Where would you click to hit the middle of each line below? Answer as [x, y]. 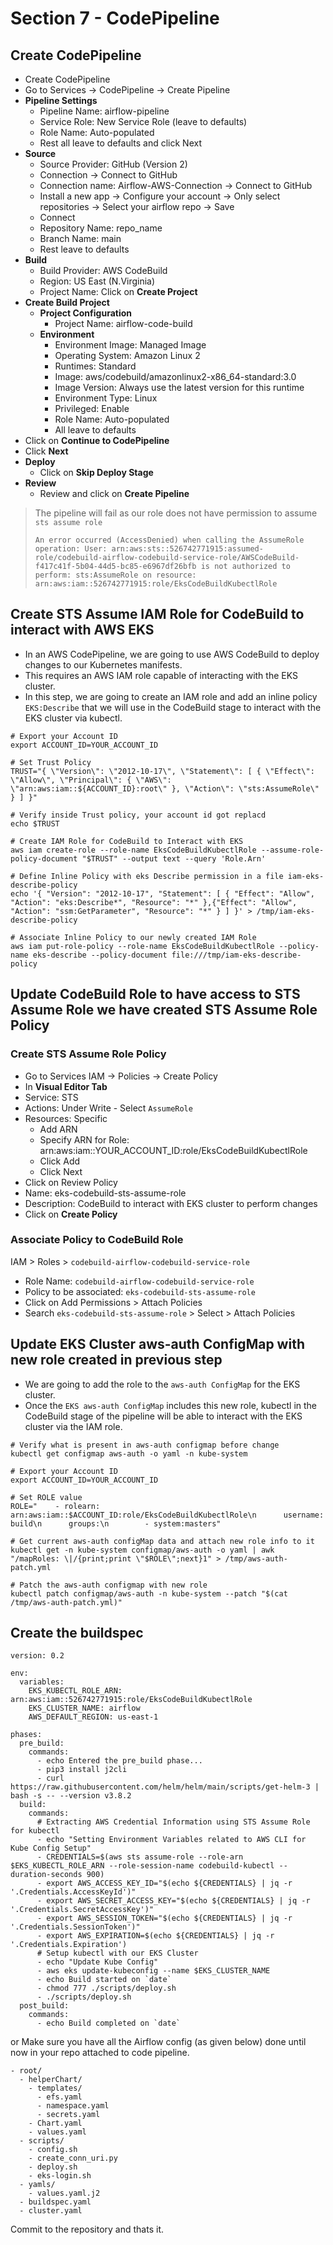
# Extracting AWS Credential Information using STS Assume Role [173, 1822]
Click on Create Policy [71, 1214]
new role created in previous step [116, 1360]
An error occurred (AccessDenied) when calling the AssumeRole [169, 540]
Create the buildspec [77, 1633]
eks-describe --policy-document [100, 955]
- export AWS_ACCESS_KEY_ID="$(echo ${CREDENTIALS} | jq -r [164, 1883]
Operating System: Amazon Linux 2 [127, 355]
